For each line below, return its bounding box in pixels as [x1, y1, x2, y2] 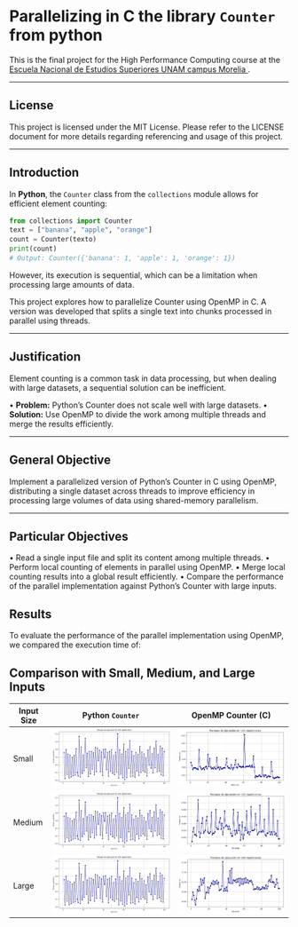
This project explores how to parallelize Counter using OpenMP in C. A [9, 296, 267, 307]
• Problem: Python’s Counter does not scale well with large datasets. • [9, 400, 268, 410]
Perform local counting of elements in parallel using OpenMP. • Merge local [9, 562, 286, 573]
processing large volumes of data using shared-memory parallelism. [9, 495, 259, 505]
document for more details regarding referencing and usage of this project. [9, 131, 284, 141]
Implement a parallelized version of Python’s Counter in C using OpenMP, [9, 476, 278, 487]
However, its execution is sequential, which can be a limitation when [9, 269, 258, 281]
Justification [9, 349, 82, 365]
